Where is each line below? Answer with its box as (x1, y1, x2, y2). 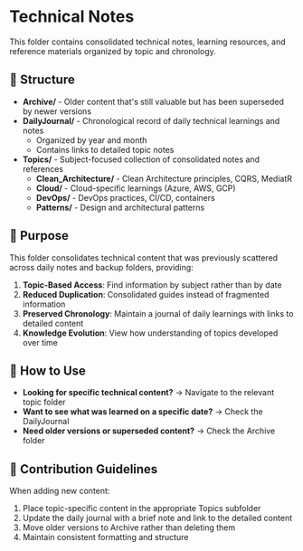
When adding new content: (9, 486, 110, 497)
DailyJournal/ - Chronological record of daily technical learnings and (22, 115, 280, 126)
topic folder (22, 396, 66, 408)
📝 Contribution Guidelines (9, 461, 158, 477)
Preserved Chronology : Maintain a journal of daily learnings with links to (22, 308, 294, 318)
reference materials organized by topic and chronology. (9, 45, 217, 56)
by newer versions (22, 106, 92, 117)
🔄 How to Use (9, 363, 86, 378)
